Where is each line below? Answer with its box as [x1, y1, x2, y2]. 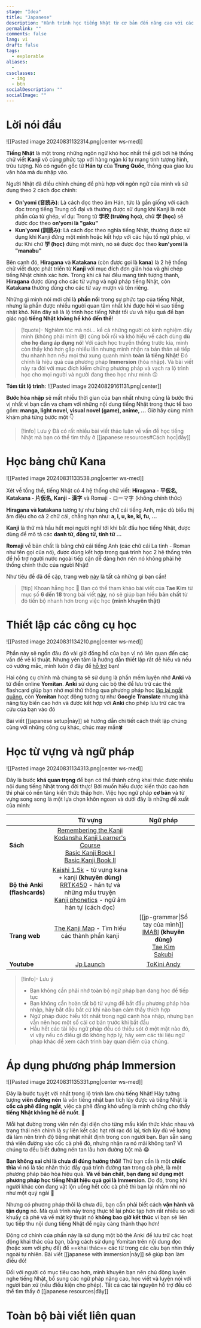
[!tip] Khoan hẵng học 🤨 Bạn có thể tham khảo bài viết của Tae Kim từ [20, 584, 193, 591]
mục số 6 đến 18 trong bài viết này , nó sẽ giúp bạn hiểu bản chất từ [20, 591, 188, 598]
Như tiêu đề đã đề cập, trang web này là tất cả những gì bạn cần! [6, 573, 166, 580]
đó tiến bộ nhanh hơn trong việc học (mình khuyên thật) [20, 597, 160, 604]
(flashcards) [9, 888, 45, 897]
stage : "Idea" [6, 8, 42, 15]
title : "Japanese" [6, 14, 52, 20]
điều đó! [6, 1257, 27, 1265]
